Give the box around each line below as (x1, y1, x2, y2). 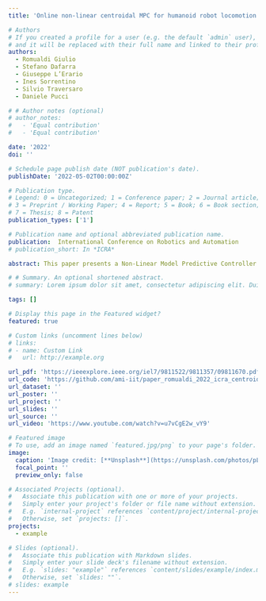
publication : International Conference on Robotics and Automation (8, 237, 239, 246)
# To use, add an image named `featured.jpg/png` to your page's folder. (8, 441, 257, 449)
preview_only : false (15, 471, 83, 479)
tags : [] (8, 295, 37, 304)
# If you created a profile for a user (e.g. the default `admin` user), (8, 33, 257, 41)
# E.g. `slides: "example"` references (8, 566, 147, 574)
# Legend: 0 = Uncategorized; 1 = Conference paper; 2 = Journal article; (8, 194, 260, 202)
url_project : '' (8, 398, 62, 406)
